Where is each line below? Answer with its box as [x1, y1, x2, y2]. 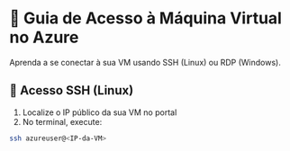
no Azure [9, 27, 79, 48]
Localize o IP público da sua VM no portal [22, 107, 177, 118]
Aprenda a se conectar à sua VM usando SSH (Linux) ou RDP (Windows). [9, 57, 281, 67]
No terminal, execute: [22, 116, 103, 127]
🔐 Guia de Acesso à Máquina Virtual [9, 8, 282, 29]
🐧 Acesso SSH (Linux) [9, 83, 134, 98]
